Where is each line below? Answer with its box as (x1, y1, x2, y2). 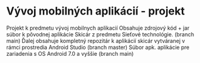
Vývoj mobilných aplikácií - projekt (6, 4, 185, 18)
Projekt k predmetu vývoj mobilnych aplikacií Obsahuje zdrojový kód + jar (6, 24, 190, 31)
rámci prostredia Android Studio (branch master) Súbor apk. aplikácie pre (6, 44, 190, 51)
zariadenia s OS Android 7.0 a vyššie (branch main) (6, 50, 134, 57)
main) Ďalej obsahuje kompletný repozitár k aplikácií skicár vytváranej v (6, 37, 185, 44)
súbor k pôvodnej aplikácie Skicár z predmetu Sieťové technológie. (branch (6, 30, 195, 38)
